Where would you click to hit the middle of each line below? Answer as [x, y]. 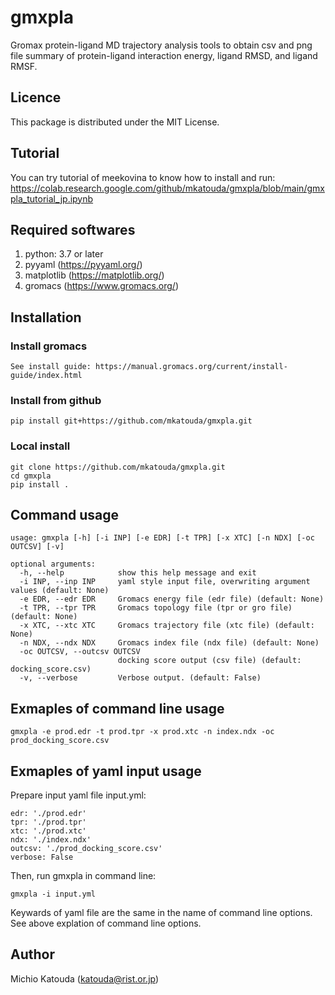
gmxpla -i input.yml [53, 894]
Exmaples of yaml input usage [106, 771]
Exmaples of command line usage [117, 708]
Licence [36, 97]
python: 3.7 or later [64, 254]
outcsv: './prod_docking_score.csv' [86, 849]
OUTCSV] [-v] [37, 547]
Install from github [56, 400]
